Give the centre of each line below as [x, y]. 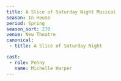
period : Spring [26, 23]
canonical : [20, 40]
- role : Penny [27, 62]
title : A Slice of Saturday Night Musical [61, 12]
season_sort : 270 [28, 29]
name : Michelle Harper [43, 68]
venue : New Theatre [31, 35]
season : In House [28, 18]
